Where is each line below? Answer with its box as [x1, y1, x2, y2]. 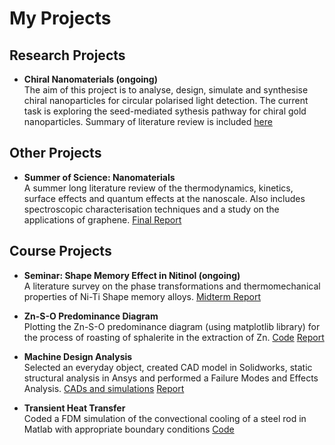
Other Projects [9, 145, 102, 162]
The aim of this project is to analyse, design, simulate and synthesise [23, 84, 309, 96]
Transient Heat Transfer [23, 402, 126, 414]
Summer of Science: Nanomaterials [23, 171, 176, 183]
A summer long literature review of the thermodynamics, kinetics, [23, 182, 294, 194]
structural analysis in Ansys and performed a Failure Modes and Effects [23, 372, 319, 384]
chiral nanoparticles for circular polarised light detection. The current [23, 95, 309, 106]
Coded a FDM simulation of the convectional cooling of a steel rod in [23, 412, 307, 424]
